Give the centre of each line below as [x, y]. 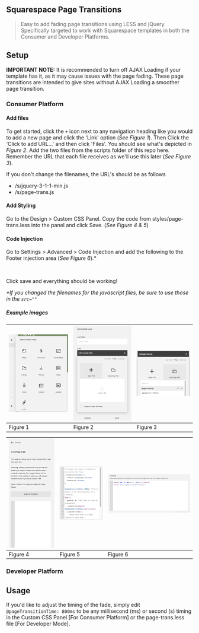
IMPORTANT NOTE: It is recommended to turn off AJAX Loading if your [94, 69]
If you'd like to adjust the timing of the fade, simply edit [73, 605]
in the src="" [22, 299]
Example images [27, 312]
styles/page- [168, 218]
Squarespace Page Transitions [64, 10]
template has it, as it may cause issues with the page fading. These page [95, 76]
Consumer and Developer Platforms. [65, 36]
